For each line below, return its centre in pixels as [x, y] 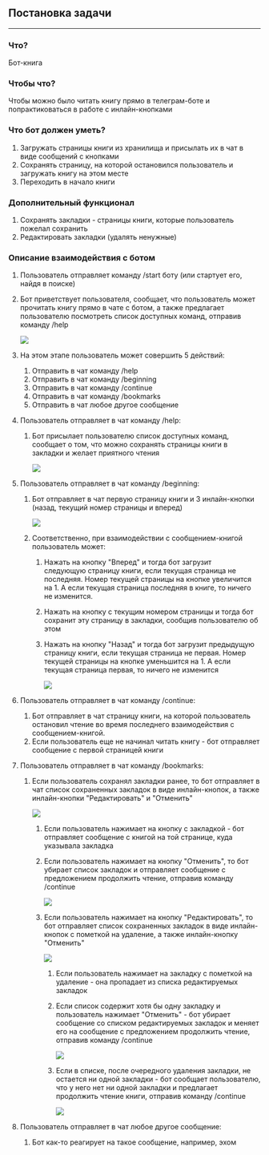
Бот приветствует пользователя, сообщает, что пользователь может [138, 299]
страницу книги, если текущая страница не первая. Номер [145, 653]
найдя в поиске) [48, 284]
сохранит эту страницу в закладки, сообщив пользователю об [151, 620]
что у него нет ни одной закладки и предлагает [137, 1088]
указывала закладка [78, 846]
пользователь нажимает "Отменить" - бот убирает [143, 1015]
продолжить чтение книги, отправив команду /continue [151, 1096]
